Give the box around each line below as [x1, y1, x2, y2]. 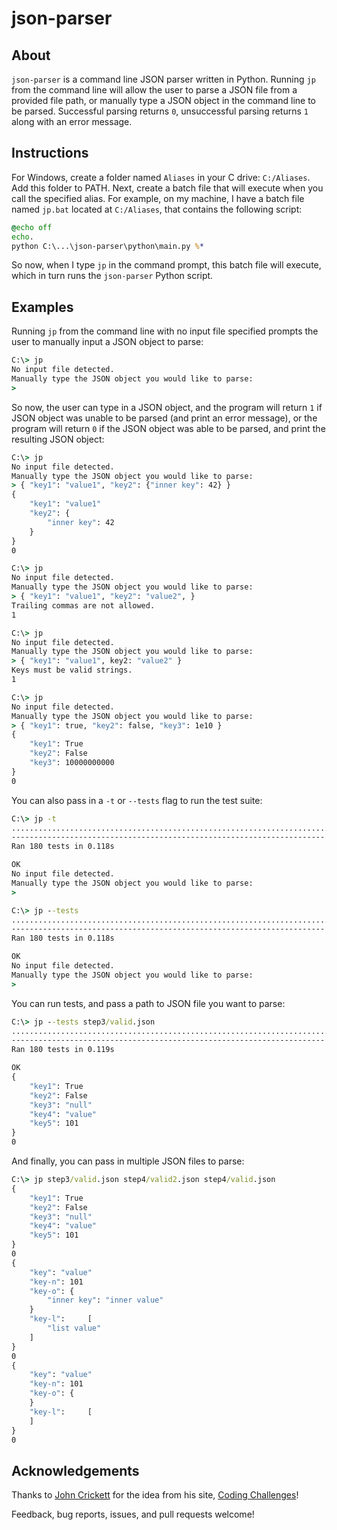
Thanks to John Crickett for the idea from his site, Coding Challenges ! [11, 1489, 299, 1501]
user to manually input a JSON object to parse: [11, 336, 204, 348]
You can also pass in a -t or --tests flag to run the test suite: [11, 794, 263, 806]
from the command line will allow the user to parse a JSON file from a [11, 84, 298, 96]
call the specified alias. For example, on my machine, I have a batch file [11, 192, 305, 204]
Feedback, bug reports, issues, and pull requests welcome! [11, 1508, 255, 1521]
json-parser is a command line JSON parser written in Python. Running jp [11, 73, 316, 85]
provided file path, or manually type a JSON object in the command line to [11, 95, 316, 106]
